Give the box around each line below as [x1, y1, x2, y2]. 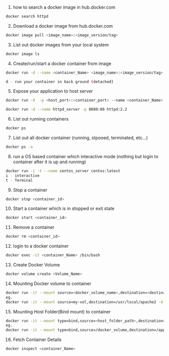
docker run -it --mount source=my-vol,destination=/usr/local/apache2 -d [6, 299, 163, 304]
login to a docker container [13, 243, 69, 249]
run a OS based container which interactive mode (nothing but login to [13, 153, 158, 159]
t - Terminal [6, 178, 33, 183]
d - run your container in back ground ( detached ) [6, 79, 114, 84]
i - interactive [6, 173, 40, 178]
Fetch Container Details [13, 336, 62, 342]
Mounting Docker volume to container [13, 280, 92, 286]
